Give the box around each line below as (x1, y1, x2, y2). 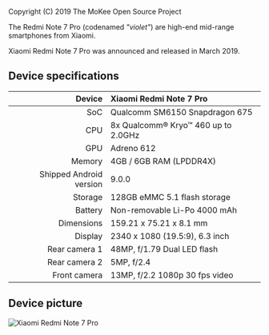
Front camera (52, 269, 103, 281)
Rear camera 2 (46, 256, 103, 267)
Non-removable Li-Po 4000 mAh (110, 204, 238, 215)
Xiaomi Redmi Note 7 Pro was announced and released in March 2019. (8, 46, 240, 55)
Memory (70, 155, 103, 166)
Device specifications (8, 70, 120, 83)
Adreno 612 (110, 142, 156, 154)
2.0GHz (110, 130, 140, 141)
